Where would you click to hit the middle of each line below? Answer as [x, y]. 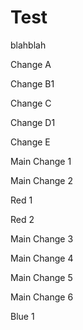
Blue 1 [22, 316]
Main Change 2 [41, 180]
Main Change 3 [42, 238]
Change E [30, 142]
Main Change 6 [42, 297]
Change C [31, 103]
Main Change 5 [41, 277]
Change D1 [33, 122]
